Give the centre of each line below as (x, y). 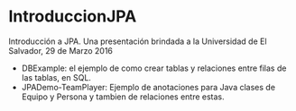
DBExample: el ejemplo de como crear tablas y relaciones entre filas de (154, 68)
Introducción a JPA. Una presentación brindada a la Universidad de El (138, 41)
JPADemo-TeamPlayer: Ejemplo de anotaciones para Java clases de (148, 87)
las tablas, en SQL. (56, 77)
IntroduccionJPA (73, 17)
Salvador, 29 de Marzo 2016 (61, 50)
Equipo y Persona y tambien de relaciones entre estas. (123, 97)
